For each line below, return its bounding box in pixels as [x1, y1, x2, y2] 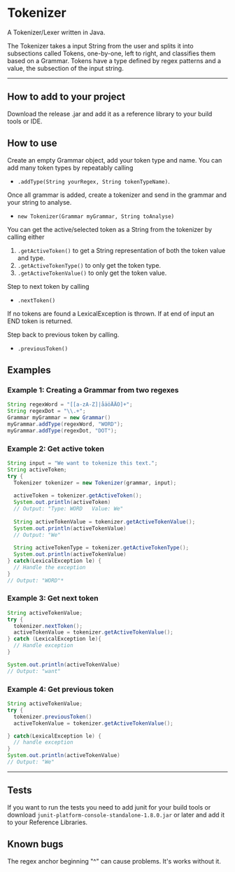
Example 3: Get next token [7, 594, 99, 604]
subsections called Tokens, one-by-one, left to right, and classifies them [7, 49, 215, 57]
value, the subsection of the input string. [7, 64, 124, 72]
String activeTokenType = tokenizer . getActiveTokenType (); [13, 545, 190, 552]
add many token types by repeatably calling [7, 163, 134, 172]
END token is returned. [7, 317, 73, 325]
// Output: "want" [7, 667, 61, 674]
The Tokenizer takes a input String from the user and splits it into [7, 41, 194, 50]
